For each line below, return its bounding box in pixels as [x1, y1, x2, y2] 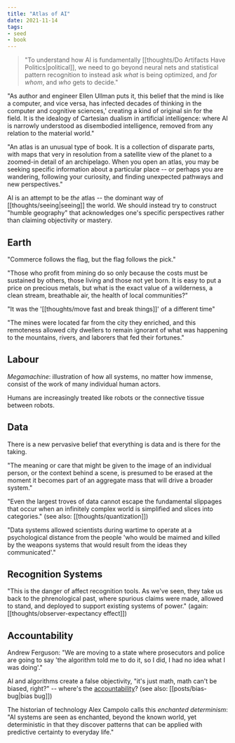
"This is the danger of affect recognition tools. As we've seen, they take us [7, 587, 223, 595]
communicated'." [7, 548, 56, 556]
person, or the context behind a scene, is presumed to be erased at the [7, 468, 213, 477]
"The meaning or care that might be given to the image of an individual [7, 461, 212, 470]
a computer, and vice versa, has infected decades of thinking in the [7, 99, 202, 108]
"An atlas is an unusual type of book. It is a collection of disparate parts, [7, 143, 215, 151]
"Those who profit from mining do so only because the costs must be [7, 269, 208, 277]
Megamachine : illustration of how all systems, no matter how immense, [7, 372, 213, 380]
